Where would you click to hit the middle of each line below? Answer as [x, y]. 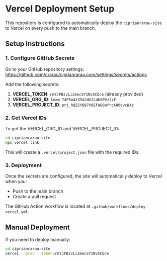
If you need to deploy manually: [38, 239]
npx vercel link [22, 142]
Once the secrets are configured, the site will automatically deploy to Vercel [84, 176]
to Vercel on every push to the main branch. [51, 28]
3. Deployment [23, 165]
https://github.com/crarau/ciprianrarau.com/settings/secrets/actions [76, 74]
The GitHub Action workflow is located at [48, 206]
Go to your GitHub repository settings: [45, 69]
